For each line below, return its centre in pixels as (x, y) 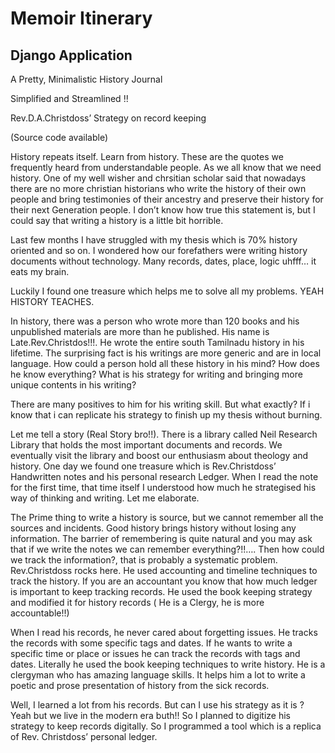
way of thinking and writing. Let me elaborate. (105, 498)
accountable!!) (40, 613)
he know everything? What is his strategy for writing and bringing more (156, 374)
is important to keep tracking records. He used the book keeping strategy (161, 591)
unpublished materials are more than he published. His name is (140, 331)
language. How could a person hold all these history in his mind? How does (165, 363)
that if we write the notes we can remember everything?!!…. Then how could (167, 549)
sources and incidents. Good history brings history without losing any (153, 528)
